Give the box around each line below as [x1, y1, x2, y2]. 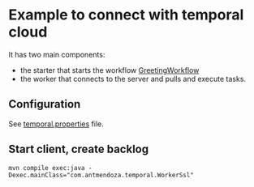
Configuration [8, 97, 81, 111]
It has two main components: [8, 49, 105, 59]
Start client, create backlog [8, 142, 149, 156]
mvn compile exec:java [8, 164, 85, 172]
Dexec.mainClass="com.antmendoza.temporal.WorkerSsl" [8, 171, 195, 179]
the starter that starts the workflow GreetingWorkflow [19, 65, 200, 74]
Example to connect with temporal [8, 6, 244, 24]
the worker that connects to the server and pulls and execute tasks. [19, 74, 246, 83]
